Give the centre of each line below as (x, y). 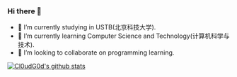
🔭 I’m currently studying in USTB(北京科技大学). (87, 27)
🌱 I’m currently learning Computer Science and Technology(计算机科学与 (123, 36)
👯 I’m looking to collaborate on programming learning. (96, 52)
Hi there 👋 (25, 11)
